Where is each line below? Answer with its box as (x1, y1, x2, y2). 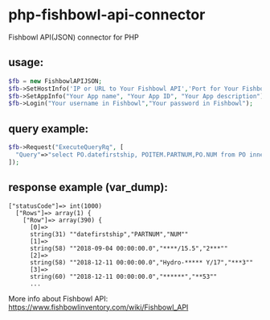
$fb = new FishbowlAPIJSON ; (8, 77, 103, 85)
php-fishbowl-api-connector (8, 6, 206, 24)
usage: (8, 56, 44, 69)
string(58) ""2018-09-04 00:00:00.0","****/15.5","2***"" (29, 244, 228, 252)
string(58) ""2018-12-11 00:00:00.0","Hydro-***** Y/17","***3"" (29, 258, 253, 267)
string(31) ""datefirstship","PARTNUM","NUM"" (29, 230, 189, 239)
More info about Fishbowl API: (8, 293, 108, 303)
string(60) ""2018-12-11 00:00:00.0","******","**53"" (29, 272, 218, 281)
